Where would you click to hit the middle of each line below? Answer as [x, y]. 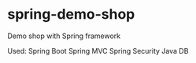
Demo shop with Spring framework [64, 36]
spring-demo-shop [71, 14]
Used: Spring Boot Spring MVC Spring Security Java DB [98, 51]
